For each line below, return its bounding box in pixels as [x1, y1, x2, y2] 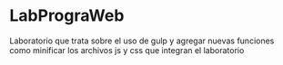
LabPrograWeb [9, 5, 125, 26]
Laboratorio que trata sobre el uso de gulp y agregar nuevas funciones [9, 35, 275, 46]
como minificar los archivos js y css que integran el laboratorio [9, 44, 245, 55]
